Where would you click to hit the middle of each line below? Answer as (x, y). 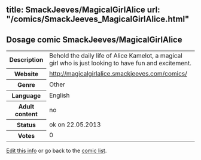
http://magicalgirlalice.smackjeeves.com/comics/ (118, 73)
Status (26, 125)
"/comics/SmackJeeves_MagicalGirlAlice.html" (98, 19)
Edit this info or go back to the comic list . (57, 150)
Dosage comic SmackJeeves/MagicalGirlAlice (94, 39)
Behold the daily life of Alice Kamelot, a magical (115, 56)
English (59, 95)
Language (26, 95)
